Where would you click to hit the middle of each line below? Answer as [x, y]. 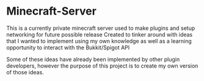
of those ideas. [25, 72]
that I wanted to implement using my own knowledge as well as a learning [99, 41]
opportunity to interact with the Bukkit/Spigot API [68, 48]
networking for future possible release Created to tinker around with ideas [100, 34]
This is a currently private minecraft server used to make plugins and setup [101, 28]
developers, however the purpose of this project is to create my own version [102, 66]
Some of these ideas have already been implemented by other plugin [93, 59]
